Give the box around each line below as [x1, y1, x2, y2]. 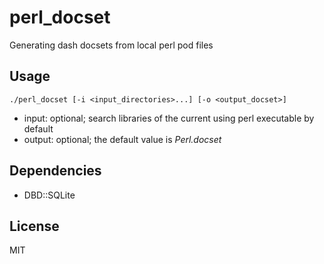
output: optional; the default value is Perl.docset [23, 133, 222, 145]
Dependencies [9, 162, 102, 180]
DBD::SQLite [23, 189, 76, 201]
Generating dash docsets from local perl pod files [9, 39, 214, 51]
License [9, 217, 60, 235]
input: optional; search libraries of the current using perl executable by [23, 112, 315, 124]
